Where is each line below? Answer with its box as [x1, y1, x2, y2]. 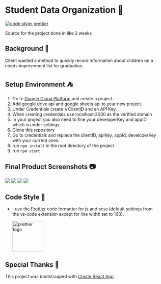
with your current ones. [12, 137, 60, 143]
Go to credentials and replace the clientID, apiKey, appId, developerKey [12, 132, 156, 138]
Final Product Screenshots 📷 [5, 162, 96, 171]
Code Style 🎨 [5, 193, 46, 201]
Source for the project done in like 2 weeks [5, 30, 92, 36]
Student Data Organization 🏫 [5, 4, 124, 16]
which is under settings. [12, 121, 61, 127]
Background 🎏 [5, 44, 49, 53]
